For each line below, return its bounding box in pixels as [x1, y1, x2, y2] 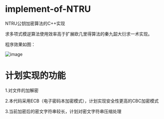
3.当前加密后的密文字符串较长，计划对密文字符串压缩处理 [5, 108, 122, 114]
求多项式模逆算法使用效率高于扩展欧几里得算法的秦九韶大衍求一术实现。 [5, 31, 152, 37]
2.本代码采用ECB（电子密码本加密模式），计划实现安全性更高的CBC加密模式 [5, 98, 159, 104]
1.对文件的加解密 [5, 87, 39, 93]
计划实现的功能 [5, 70, 66, 81]
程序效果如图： [5, 41, 36, 47]
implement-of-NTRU [5, 3, 91, 15]
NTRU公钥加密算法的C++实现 [5, 20, 65, 26]
